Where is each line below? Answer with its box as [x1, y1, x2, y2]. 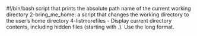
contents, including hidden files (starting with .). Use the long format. [6, 23, 174, 30]
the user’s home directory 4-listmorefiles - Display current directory [6, 17, 172, 24]
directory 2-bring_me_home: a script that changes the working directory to [6, 11, 189, 18]
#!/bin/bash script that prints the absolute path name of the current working [6, 5, 191, 12]
